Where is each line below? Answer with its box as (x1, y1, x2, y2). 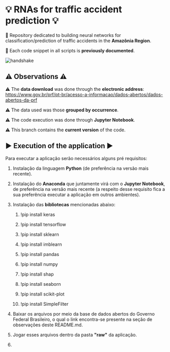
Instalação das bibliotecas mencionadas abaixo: (12, 201, 116, 207)
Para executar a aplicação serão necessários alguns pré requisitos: (5, 155, 147, 161)
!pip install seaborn (20, 281, 61, 287)
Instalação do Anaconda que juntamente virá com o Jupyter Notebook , (12, 181, 165, 187)
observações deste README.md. (12, 322, 83, 328)
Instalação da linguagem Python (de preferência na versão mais (12, 165, 149, 171)
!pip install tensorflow (20, 221, 66, 227)
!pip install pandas (20, 251, 60, 257)
